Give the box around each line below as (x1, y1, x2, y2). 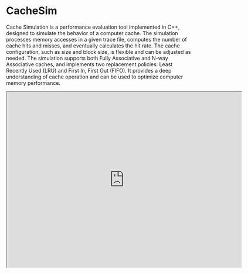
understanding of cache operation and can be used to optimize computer (6, 73, 184, 80)
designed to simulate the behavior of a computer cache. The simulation (6, 29, 179, 36)
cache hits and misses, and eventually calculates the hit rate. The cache (6, 42, 180, 49)
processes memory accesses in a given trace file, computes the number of (6, 36, 188, 43)
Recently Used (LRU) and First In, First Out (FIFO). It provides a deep (6, 67, 172, 74)
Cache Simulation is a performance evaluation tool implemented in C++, (6, 23, 180, 30)
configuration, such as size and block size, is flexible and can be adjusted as (6, 48, 191, 55)
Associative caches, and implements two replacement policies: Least (6, 60, 173, 68)
